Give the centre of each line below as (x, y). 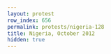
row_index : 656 (29, 20)
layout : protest (31, 14)
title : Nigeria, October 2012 (51, 33)
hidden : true (26, 40)
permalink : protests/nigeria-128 (56, 27)
